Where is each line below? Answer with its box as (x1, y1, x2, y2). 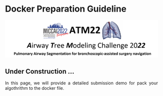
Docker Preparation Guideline (5, 3, 127, 15)
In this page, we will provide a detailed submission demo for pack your (5, 80, 158, 86)
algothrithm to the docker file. (5, 85, 65, 91)
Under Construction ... (5, 67, 74, 76)
